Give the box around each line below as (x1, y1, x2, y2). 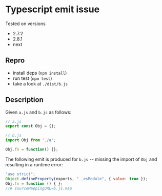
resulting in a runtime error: (5, 161, 63, 167)
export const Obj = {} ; (5, 124, 56, 129)
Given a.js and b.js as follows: (5, 109, 72, 115)
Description (5, 96, 44, 104)
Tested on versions (5, 20, 46, 27)
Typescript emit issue (5, 4, 100, 15)
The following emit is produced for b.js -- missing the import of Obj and (5, 156, 157, 162)
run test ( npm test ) (12, 75, 52, 81)
